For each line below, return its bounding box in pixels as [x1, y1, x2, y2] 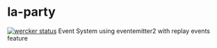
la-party [7, 4, 56, 20]
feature [7, 34, 28, 42]
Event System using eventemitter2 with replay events [58, 27, 211, 35]
